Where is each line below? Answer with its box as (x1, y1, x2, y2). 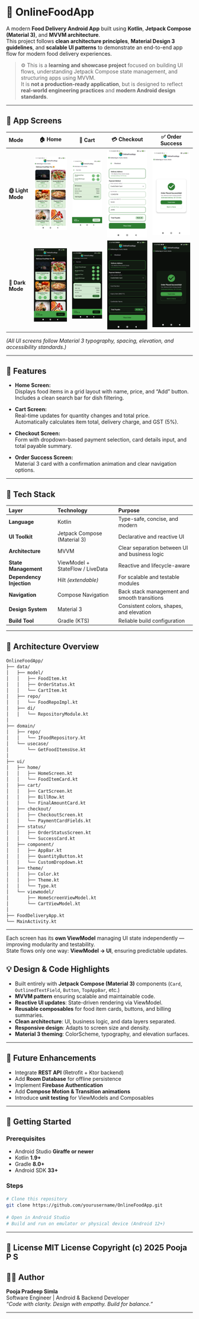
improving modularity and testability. (6, 941, 95, 948)
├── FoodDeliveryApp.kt (6, 913, 65, 919)
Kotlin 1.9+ (14, 1154, 41, 1161)
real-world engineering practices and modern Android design (20, 87, 176, 94)
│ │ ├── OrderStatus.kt (6, 681, 76, 688)
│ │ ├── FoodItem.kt (6, 675, 68, 682)
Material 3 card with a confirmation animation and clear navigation (14, 460, 176, 468)
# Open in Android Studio (6, 1215, 70, 1221)
